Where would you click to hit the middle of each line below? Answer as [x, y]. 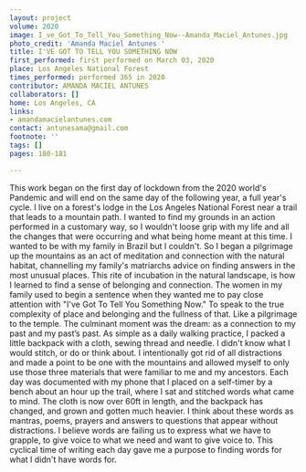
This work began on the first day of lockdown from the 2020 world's [138, 187]
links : [22, 111]
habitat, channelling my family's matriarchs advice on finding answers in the [153, 265]
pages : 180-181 [38, 153]
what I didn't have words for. [63, 459]
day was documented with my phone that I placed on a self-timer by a [141, 382]
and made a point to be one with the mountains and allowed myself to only [149, 362]
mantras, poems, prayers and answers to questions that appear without [144, 420]
